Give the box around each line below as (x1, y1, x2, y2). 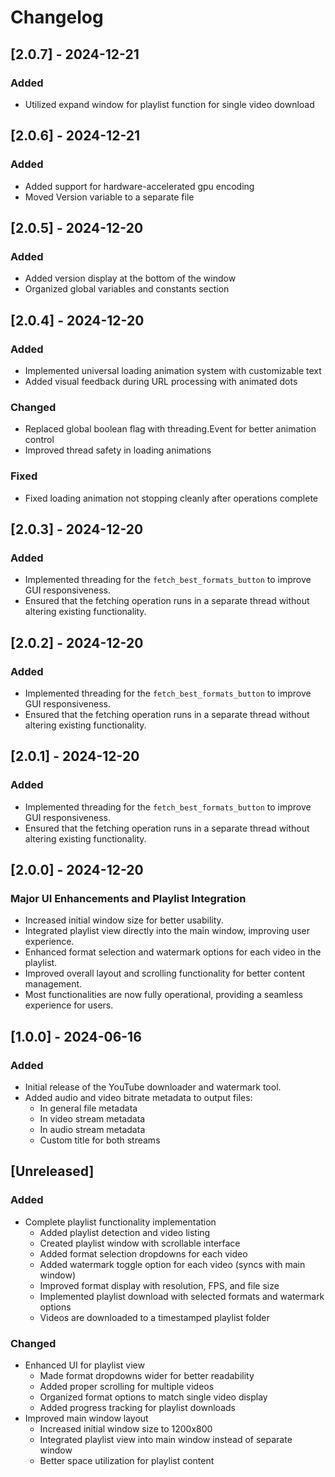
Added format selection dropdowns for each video (39, 1247, 248, 1260)
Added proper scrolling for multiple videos (39, 1380, 215, 1392)
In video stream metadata (39, 1112, 146, 1125)
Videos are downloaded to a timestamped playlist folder (39, 1311, 270, 1323)
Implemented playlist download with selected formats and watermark (39, 1290, 325, 1302)
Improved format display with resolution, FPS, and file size (39, 1279, 280, 1291)
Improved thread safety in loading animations (24, 444, 212, 456)
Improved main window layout (24, 1412, 149, 1424)
